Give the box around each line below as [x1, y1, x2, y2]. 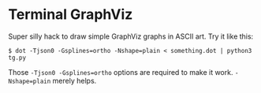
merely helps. [52, 76, 97, 85]
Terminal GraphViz [8, 6, 133, 24]
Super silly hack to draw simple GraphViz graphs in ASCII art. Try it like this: [8, 32, 254, 41]
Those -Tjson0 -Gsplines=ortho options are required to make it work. [8, 67, 233, 76]
